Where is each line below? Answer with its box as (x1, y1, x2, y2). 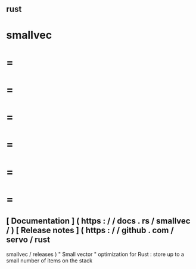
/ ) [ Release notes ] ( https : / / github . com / (6, 225, 174, 236)
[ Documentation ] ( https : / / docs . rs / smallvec (6, 216, 191, 226)
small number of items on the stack (6, 256, 93, 264)
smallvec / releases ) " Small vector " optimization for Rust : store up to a (6, 250, 185, 258)
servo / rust (6, 235, 51, 245)
